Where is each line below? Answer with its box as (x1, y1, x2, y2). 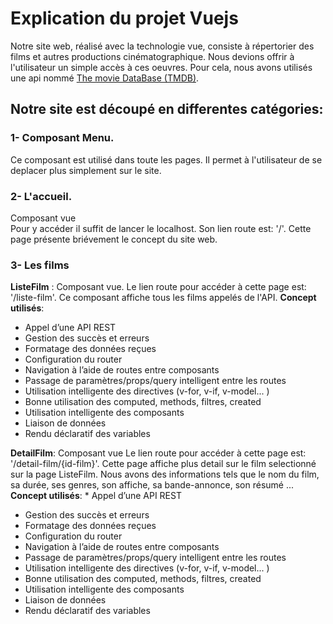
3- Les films (10, 258, 70, 272)
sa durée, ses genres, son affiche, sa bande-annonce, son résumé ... (10, 479, 295, 491)
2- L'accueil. (10, 189, 73, 203)
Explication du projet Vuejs (10, 7, 239, 30)
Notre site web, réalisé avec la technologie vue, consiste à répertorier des (10, 40, 315, 52)
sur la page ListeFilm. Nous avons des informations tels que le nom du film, (10, 468, 320, 481)
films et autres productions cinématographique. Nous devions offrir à (10, 50, 295, 62)
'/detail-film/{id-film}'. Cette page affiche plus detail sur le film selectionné (10, 458, 317, 470)
